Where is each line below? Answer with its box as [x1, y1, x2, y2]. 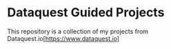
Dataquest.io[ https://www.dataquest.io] [7, 34, 119, 42]
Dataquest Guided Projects [7, 5, 165, 20]
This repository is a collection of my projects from [7, 27, 149, 35]
